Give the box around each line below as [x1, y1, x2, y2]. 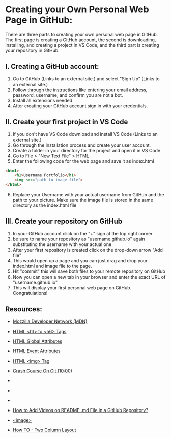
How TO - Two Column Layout [12, 427, 76, 433]
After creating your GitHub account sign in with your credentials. [12, 103, 148, 109]
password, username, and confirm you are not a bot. [12, 92, 123, 98]
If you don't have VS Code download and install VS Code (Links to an [12, 131, 158, 137]
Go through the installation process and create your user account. [12, 142, 151, 148]
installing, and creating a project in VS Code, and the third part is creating [5, 42, 159, 48]
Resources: [5, 305, 42, 314]
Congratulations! [12, 290, 48, 296]
